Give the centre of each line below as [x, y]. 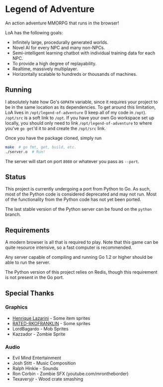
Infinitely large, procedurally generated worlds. [60, 42]
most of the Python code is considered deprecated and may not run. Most [81, 194]
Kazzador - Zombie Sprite [39, 334]
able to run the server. [28, 262]
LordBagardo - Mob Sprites [40, 329]
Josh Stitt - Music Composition [44, 363]
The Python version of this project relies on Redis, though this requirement [81, 272]
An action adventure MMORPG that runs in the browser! [62, 23]
